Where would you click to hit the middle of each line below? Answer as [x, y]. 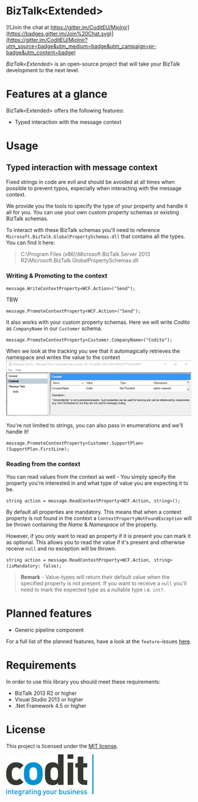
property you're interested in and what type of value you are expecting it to [97, 483]
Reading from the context [43, 464]
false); [52, 566]
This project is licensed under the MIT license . [62, 746]
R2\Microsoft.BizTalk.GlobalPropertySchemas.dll [79, 260]
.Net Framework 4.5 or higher [50, 706]
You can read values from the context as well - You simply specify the [91, 476]
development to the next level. [43, 70]
